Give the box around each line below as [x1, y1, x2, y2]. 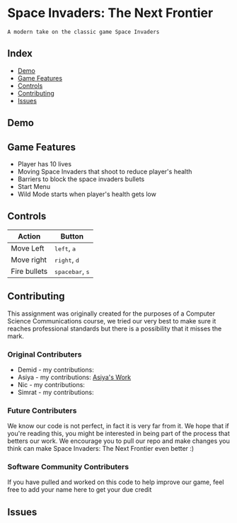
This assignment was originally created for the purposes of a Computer [7, 309, 216, 318]
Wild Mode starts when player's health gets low [17, 190, 157, 198]
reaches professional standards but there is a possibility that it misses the [7, 324, 222, 333]
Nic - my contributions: [17, 380, 85, 389]
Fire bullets [11, 266, 48, 276]
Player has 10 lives [17, 159, 72, 168]
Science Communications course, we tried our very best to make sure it [7, 316, 216, 325]
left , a [54, 243, 76, 253]
